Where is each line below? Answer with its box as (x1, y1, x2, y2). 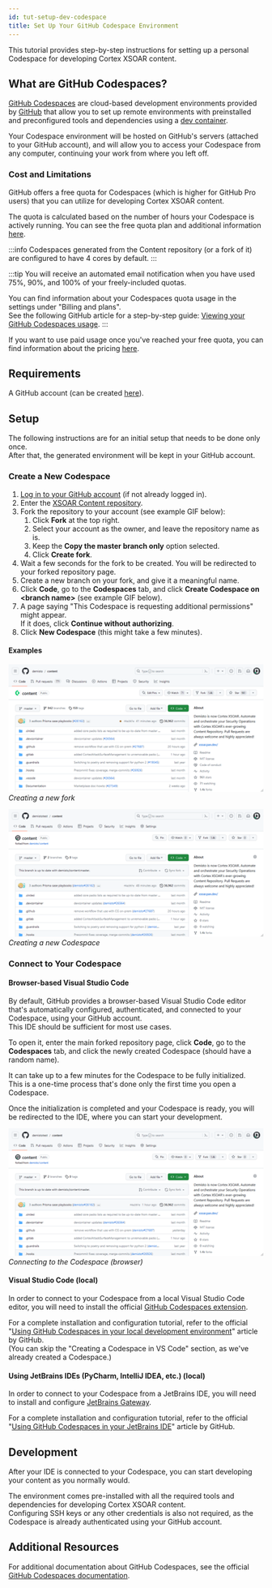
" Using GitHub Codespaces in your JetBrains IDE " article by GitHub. (8, 1422, 236, 1432)
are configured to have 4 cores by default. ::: (8, 253, 158, 263)
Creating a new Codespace (8, 937, 100, 948)
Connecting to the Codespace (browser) (8, 1256, 143, 1266)
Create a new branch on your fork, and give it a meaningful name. (19, 576, 240, 585)
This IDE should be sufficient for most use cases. (8, 1021, 172, 1031)
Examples (8, 645, 43, 656)
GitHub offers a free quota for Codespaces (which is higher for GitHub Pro (8, 187, 257, 197)
